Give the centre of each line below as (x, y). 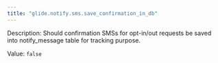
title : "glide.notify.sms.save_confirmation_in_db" (82, 13)
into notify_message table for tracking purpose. (74, 40)
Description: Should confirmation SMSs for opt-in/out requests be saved (109, 33)
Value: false (25, 53)
